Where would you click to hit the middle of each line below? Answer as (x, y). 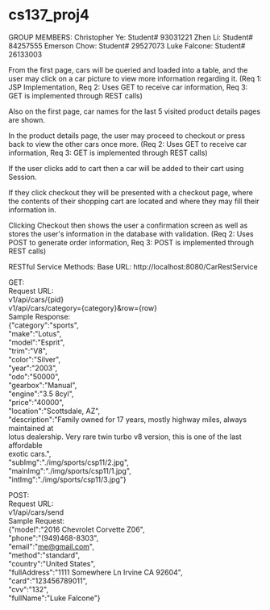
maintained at (31, 428)
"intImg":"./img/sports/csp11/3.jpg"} (67, 479)
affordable (25, 445)
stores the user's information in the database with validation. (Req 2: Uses (131, 234)
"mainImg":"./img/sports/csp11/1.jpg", (70, 470)
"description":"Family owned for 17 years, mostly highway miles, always (128, 419)
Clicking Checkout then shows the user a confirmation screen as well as (128, 225)
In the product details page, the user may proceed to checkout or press (127, 136)
